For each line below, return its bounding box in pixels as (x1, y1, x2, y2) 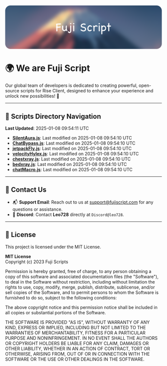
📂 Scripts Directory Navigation (5, 112, 101, 121)
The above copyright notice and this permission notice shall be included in (5, 304, 158, 310)
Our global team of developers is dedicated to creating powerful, (5, 82, 138, 88)
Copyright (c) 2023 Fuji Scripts (5, 259, 69, 265)
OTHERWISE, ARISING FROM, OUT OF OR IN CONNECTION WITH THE (5, 351, 150, 357)
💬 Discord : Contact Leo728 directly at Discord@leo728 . (12, 212, 124, 218)
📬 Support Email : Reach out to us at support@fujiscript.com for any (12, 199, 154, 205)
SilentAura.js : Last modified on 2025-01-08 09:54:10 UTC (12, 135, 132, 141)
